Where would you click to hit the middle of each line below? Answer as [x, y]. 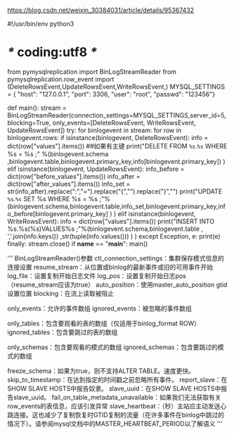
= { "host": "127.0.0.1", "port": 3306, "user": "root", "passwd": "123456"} [111, 94]
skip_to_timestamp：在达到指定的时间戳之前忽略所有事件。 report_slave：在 [117, 379]
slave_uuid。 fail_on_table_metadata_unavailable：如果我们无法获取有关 [117, 397]
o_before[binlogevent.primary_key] [58, 213]
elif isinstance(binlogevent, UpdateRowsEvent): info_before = [96, 169]
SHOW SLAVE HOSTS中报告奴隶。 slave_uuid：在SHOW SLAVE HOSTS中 [114, 388]
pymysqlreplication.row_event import [61, 79]
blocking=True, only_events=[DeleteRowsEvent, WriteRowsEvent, [102, 122]
